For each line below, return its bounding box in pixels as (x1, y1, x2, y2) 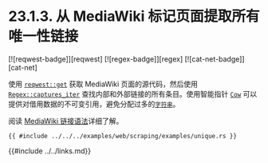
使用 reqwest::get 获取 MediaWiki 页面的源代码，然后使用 (8, 79, 198, 89)
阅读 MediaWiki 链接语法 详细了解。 (8, 116, 124, 125)
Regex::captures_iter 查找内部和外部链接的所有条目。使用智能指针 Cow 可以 (8, 89, 258, 98)
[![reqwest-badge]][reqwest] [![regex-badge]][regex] (8, 54, 183, 64)
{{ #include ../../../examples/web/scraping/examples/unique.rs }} (8, 132, 238, 140)
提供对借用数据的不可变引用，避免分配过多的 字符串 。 (8, 99, 180, 109)
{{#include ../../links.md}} (8, 145, 92, 156)
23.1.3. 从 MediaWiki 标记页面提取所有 (8, 7, 260, 26)
